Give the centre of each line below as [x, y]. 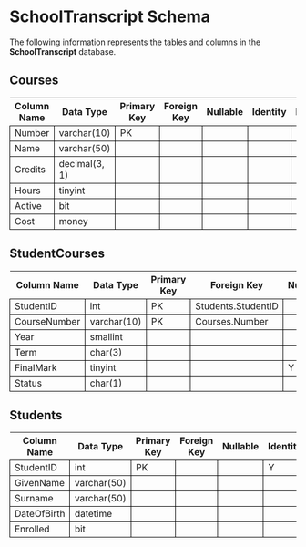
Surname [34, 499]
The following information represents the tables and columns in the [135, 42]
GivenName [40, 483]
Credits [30, 169]
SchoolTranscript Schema [110, 17]
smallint [106, 336]
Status [29, 383]
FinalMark [36, 367]
